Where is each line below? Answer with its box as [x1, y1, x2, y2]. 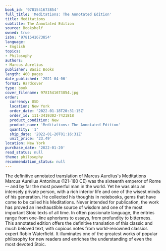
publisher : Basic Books [5, 67, 55, 72]
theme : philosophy [5, 154, 43, 159]
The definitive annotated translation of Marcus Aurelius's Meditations [5, 173, 146, 179]
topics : [5, 49, 21, 53]
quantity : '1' [9, 127, 39, 132]
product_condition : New [9, 117, 58, 123]
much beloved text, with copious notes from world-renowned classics [5, 225, 148, 231]
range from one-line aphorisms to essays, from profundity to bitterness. [5, 215, 152, 221]
